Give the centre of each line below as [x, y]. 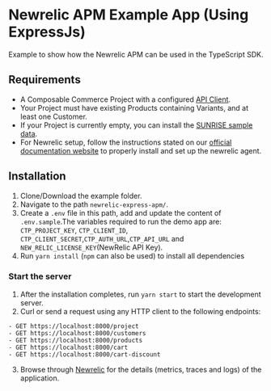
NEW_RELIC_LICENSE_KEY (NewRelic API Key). [91, 247]
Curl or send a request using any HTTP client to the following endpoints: [140, 311]
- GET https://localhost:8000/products [76, 340]
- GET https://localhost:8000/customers [78, 333]
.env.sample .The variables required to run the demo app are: [121, 221]
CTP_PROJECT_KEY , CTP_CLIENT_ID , [74, 230]
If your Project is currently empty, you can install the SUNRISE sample [136, 125]
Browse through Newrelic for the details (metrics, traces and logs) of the [141, 369]
